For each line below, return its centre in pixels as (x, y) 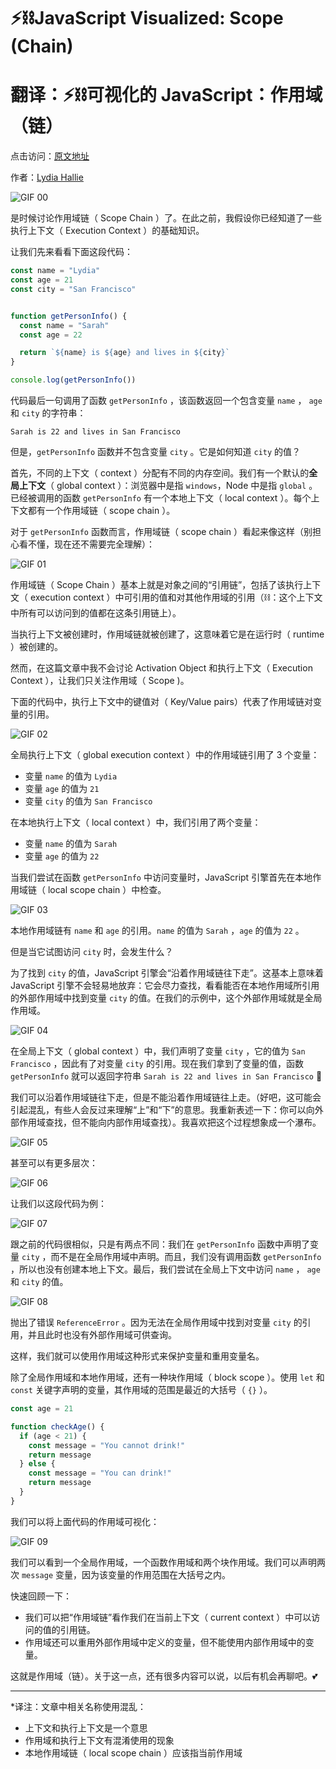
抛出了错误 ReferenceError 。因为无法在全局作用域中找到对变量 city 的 (156, 1322)
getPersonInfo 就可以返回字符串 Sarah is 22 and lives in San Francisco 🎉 (166, 1076)
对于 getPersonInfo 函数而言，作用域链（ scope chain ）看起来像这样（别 (161, 531)
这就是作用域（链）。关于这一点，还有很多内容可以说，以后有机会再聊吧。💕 (164, 1676)
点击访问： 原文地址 (50, 156)
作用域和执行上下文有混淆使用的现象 (99, 1740)
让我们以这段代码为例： (58, 1203)
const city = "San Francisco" (73, 289)
